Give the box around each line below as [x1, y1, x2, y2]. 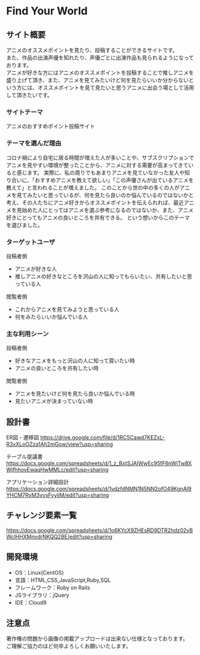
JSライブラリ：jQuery [14, 591, 70, 599]
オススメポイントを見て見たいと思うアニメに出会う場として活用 [37, 84, 195, 91]
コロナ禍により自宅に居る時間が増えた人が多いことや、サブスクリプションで [6, 154, 195, 161]
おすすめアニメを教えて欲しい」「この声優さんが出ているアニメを [35, 176, 194, 183]
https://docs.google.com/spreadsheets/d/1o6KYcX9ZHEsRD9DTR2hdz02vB [6, 526, 193, 534]
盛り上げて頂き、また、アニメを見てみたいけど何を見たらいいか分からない [6, 77, 189, 83]
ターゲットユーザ [6, 238, 56, 246]
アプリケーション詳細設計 [6, 478, 69, 485]
